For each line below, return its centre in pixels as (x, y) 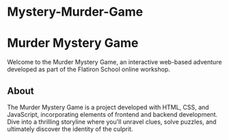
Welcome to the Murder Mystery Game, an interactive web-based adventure (114, 62)
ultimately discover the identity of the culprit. (70, 129)
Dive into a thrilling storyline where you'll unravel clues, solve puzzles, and (112, 122)
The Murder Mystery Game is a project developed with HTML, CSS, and (108, 107)
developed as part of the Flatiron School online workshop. (89, 70)
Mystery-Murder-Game (75, 12)
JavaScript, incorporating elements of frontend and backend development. (112, 114)
